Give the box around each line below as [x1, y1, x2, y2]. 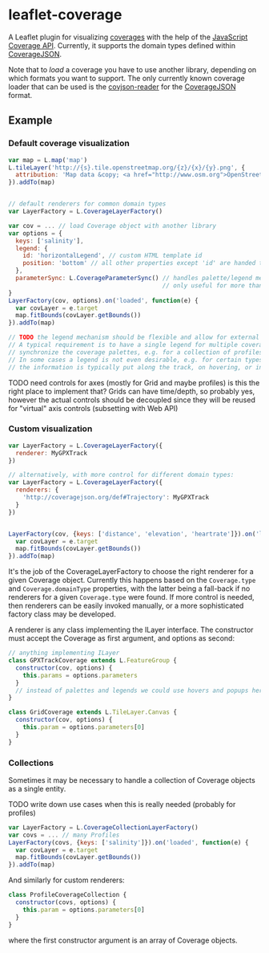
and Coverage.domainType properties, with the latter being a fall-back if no [8, 584, 251, 593]
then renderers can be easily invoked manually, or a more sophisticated [8, 601, 244, 611]
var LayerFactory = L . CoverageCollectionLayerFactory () [8, 823, 199, 832]
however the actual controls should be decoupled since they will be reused [8, 395, 256, 405]
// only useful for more [162, 281, 246, 290]
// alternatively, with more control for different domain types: [8, 471, 235, 479]
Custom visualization [8, 423, 93, 434]
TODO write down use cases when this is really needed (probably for [8, 799, 236, 808]
